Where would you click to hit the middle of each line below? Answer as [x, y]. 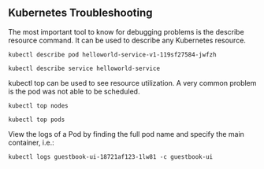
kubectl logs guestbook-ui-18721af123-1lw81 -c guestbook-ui [111, 156]
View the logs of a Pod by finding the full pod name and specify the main [126, 134]
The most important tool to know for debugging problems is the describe [126, 31]
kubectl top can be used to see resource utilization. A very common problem [132, 83]
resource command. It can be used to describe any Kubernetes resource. [127, 40]
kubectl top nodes [38, 105]
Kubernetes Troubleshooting [80, 13]
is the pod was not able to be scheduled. [74, 91]
